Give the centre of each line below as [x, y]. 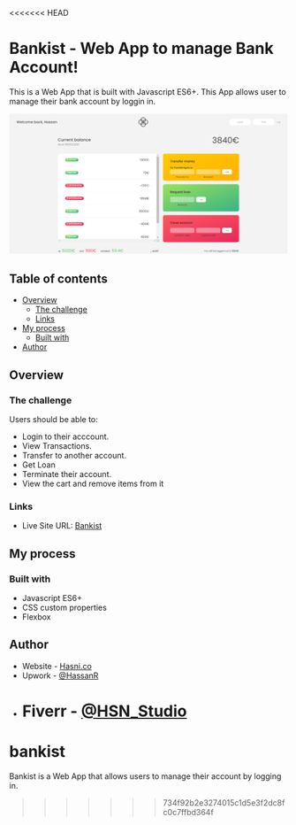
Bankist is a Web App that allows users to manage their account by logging [145, 776]
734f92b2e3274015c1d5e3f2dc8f [224, 802]
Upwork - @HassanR [60, 675]
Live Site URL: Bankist [62, 526]
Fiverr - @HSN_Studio [104, 711]
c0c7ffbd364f [188, 812]
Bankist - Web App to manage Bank [141, 49]
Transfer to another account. [74, 455]
